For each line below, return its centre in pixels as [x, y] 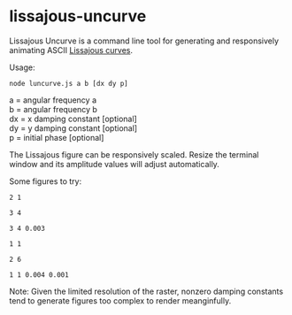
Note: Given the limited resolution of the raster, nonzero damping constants [146, 291]
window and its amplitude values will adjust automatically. [114, 164]
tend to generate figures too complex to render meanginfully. [120, 300]
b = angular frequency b [53, 109]
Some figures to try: [46, 181]
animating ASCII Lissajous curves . [71, 50]
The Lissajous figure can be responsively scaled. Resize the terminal [134, 154]
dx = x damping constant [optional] [73, 119]
